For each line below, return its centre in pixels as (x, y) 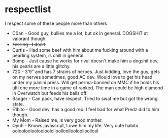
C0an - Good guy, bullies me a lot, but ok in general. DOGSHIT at (80, 33)
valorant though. (29, 39)
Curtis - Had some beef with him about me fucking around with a (80, 50)
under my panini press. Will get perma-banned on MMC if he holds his (86, 82)
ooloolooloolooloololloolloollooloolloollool (55, 131)
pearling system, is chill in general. (48, 55)
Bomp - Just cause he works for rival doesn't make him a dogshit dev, (85, 61)
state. (18, 104)
